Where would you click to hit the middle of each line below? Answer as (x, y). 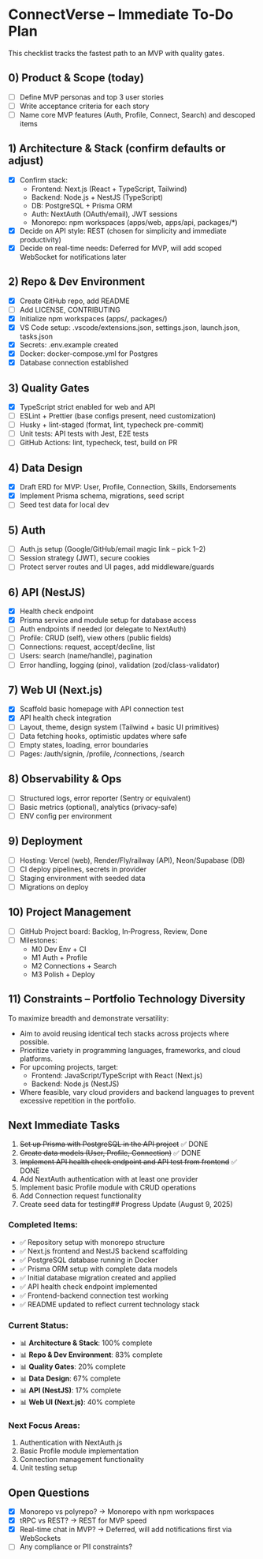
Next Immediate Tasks (64, 1125)
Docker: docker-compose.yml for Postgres (89, 354)
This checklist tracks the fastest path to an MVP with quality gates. (116, 53)
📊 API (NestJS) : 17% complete (70, 1390)
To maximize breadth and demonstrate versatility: (89, 1018)
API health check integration (65, 718)
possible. (34, 1042)
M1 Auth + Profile (59, 958)
